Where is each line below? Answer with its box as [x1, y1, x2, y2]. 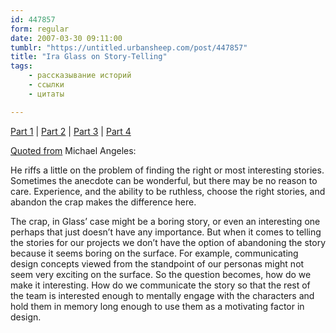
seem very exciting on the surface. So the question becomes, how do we [10, 268, 312, 280]
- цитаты [28, 89, 65, 99]
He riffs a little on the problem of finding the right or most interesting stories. [10, 164, 325, 176]
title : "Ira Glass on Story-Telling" [10, 52, 168, 62]
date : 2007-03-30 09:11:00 [10, 33, 123, 43]
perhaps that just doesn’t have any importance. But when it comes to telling [10, 226, 322, 238]
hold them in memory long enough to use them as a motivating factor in [10, 300, 305, 312]
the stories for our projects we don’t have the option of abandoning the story [10, 236, 326, 248]
